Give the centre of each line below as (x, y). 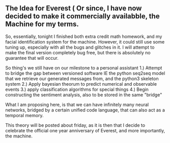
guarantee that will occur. (32, 58)
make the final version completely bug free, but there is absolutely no (78, 52)
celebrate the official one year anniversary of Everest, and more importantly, (85, 130)
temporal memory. (25, 115)
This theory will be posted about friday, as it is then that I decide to (75, 125)
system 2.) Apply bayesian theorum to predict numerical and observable (81, 84)
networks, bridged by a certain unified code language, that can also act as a (85, 110)
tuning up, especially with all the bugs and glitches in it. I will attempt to (80, 47)
